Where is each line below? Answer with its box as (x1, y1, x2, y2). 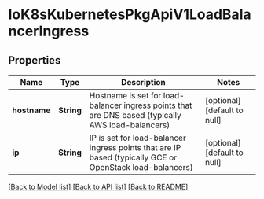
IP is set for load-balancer (89, 132, 186, 143)
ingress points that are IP (89, 142, 181, 153)
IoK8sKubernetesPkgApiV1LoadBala (8, 6, 251, 24)
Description (120, 77, 167, 87)
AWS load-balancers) (89, 120, 170, 131)
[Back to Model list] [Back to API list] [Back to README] (8, 182, 189, 191)
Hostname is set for (89, 90, 162, 101)
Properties (8, 53, 61, 67)
